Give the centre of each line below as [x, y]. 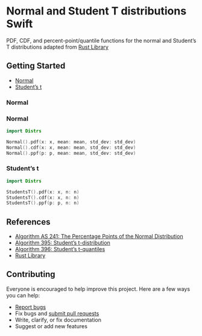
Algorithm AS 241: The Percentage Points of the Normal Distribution [99, 237]
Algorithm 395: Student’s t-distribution [62, 243]
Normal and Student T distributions [96, 11]
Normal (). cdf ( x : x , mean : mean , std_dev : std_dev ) [71, 148]
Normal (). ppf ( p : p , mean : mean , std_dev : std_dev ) [71, 153]
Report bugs [30, 307]
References [28, 222]
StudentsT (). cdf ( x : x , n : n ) [43, 198]
